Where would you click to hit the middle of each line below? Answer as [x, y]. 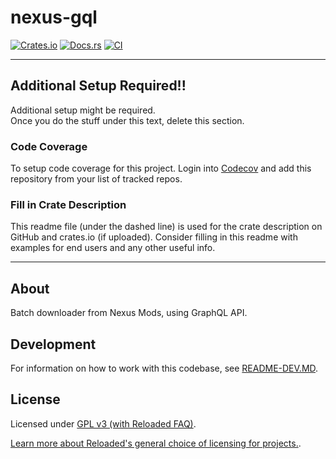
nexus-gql [54, 17]
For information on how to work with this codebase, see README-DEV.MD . [164, 368]
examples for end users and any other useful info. [113, 248]
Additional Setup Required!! [98, 86]
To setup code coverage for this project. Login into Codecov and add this [161, 168]
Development [53, 344]
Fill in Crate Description [68, 204]
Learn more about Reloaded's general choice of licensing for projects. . [156, 443]
